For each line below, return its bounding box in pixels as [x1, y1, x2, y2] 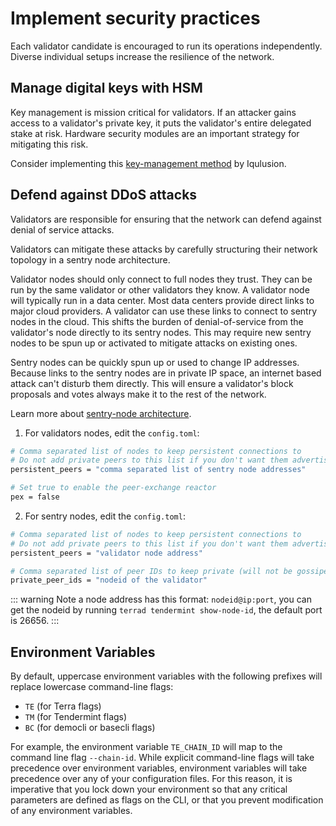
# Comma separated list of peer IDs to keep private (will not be [10, 566, 293, 576]
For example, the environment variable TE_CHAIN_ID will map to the [10, 741, 283, 753]
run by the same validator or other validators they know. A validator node [10, 283, 310, 296]
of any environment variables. [10, 805, 133, 817]
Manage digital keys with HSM [10, 80, 203, 97]
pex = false [10, 492, 60, 502]
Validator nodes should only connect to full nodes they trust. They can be [10, 273, 313, 285]
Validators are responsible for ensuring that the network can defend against [10, 213, 322, 225]
